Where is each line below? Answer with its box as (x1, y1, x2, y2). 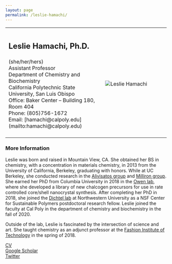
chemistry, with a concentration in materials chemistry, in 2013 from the (5, 162, 157, 168)
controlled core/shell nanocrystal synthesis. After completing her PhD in (5, 189, 157, 196)
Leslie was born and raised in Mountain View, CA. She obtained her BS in (5, 156, 159, 163)
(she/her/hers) (8, 58, 44, 65)
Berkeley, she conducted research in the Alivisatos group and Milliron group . (5, 173, 167, 179)
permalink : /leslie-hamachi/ (5, 12, 68, 17)
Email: (8, 116, 23, 123)
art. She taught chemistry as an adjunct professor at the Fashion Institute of (5, 226, 165, 233)
